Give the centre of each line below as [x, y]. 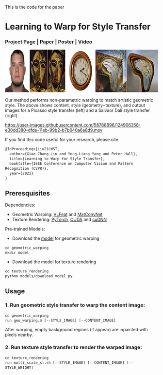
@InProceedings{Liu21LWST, [32, 149]
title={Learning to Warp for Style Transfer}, [57, 159]
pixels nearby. [19, 335]
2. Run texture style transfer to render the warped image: [73, 347]
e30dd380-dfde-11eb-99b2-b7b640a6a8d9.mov [54, 130]
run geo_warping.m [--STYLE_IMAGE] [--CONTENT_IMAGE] [61, 321]
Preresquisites [27, 193]
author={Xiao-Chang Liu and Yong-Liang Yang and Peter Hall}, [73, 154]
